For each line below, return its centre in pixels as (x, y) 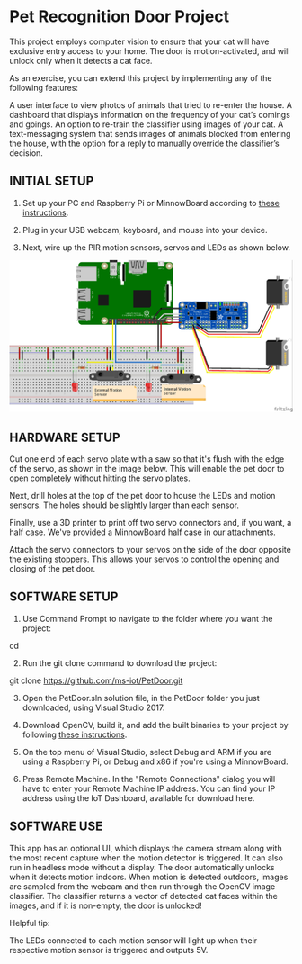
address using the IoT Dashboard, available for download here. (138, 797)
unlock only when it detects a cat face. (81, 60)
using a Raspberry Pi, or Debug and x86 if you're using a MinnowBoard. (155, 761)
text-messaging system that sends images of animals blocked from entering (150, 133)
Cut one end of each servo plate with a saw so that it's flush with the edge (147, 459)
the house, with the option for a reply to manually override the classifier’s (145, 143)
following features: (44, 87)
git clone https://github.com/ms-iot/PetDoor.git (96, 680)
